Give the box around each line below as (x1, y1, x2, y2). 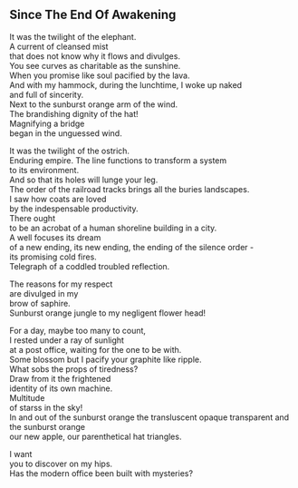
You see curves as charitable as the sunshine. (9, 60, 181, 71)
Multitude (9, 392, 45, 403)
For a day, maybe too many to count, (9, 325, 147, 336)
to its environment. (9, 164, 80, 175)
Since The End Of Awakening (9, 7, 177, 23)
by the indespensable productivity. (9, 203, 139, 214)
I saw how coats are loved (9, 193, 107, 204)
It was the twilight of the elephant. (9, 31, 137, 42)
